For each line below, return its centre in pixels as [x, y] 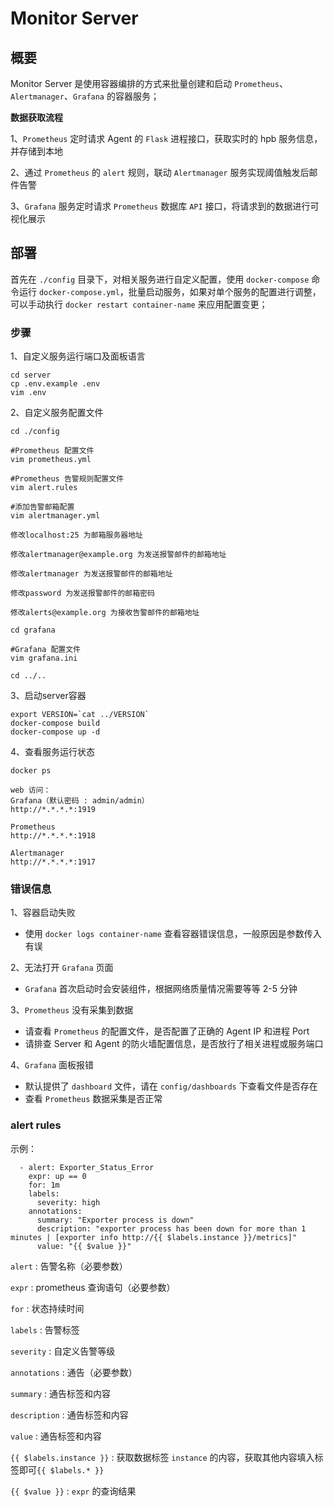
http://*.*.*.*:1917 [53, 862]
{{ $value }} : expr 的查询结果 [73, 1491]
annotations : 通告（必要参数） [74, 1372]
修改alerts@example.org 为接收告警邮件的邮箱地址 [105, 613]
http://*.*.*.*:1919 [53, 810]
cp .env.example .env [55, 384]
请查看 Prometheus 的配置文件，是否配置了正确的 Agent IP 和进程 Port [167, 1031]
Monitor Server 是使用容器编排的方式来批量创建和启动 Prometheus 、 [149, 83]
